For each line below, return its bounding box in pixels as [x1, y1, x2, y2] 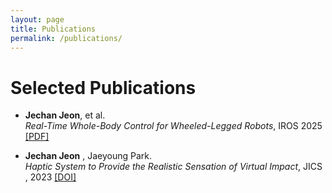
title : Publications [10, 24, 97, 34]
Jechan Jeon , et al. [24, 109, 106, 121]
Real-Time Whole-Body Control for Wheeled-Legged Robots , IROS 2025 [24, 120, 323, 132]
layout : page [10, 14, 65, 25]
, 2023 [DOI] [24, 171, 77, 183]
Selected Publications [10, 76, 197, 99]
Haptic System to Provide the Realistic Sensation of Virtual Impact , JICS [24, 161, 323, 173]
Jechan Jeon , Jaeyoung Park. [24, 150, 152, 162]
